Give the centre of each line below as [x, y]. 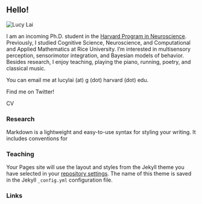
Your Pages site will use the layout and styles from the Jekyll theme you [96, 167]
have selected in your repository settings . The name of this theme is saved [99, 174]
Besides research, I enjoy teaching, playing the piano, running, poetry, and [99, 62]
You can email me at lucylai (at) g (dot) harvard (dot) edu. [77, 80]
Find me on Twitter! [30, 91]
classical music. [26, 68]
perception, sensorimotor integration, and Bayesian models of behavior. [95, 55]
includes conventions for [37, 139]
